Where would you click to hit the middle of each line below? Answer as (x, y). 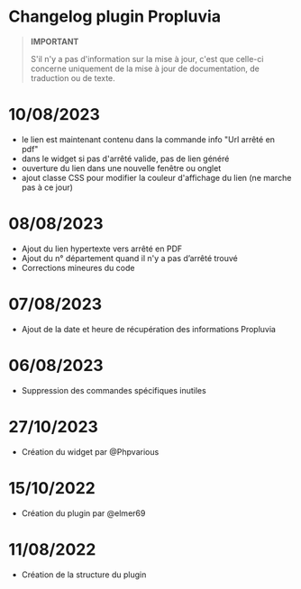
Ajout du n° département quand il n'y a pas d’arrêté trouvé (129, 258)
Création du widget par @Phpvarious (90, 451)
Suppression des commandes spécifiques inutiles (114, 390)
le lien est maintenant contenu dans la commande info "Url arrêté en (148, 139)
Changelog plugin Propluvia (115, 17)
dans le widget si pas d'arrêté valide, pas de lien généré (125, 159)
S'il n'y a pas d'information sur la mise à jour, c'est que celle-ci (147, 59)
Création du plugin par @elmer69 (83, 513)
